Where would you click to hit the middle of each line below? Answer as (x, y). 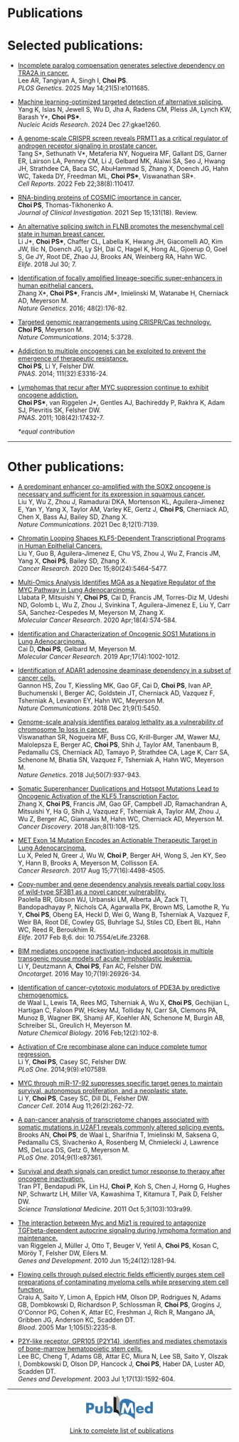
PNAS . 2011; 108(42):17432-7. (61, 418)
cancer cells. (36, 678)
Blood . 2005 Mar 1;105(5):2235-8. (67, 1327)
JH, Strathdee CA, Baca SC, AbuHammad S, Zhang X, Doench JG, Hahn (123, 169)
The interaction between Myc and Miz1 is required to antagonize (112, 1223)
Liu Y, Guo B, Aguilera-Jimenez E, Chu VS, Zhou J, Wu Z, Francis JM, (119, 554)
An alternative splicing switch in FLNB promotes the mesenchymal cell (121, 226)
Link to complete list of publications (122, 1431)
